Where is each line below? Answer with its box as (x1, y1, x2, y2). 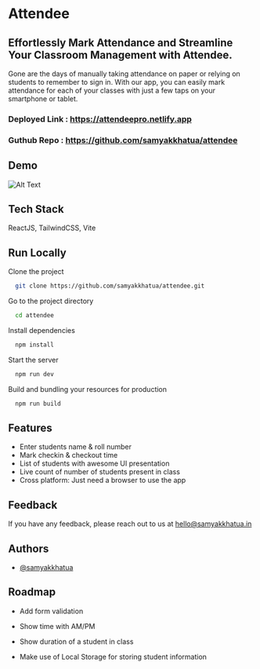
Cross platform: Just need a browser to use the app (19, 476, 186, 485)
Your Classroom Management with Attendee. (8, 48, 233, 61)
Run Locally (8, 246, 67, 259)
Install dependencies (8, 326, 76, 335)
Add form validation (19, 606, 84, 616)
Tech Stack (8, 203, 64, 216)
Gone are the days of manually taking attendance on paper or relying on (8, 69, 240, 79)
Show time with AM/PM (19, 621, 96, 631)
